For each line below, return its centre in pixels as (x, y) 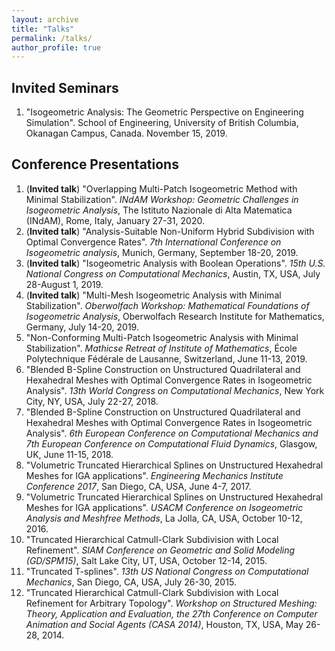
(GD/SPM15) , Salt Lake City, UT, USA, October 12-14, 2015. (146, 560)
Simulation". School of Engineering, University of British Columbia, (162, 123)
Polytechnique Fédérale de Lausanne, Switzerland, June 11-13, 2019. (166, 358)
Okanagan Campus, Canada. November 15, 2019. (126, 133)
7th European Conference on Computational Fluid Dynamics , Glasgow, (171, 443)
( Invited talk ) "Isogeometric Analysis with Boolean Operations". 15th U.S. (175, 263)
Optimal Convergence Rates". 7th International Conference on (153, 242)
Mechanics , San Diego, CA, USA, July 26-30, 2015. (131, 582)
